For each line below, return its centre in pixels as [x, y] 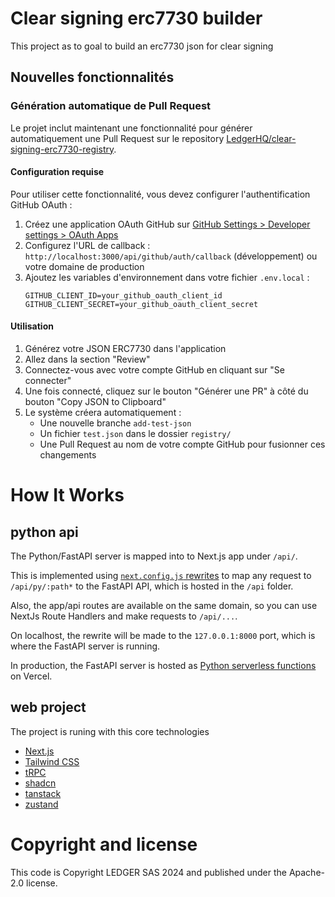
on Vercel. [31, 676]
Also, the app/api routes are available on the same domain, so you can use [164, 606]
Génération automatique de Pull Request [111, 106]
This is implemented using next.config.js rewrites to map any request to [161, 576]
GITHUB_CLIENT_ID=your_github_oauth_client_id [123, 295]
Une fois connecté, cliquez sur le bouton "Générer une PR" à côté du [166, 391]
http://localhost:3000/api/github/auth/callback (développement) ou [171, 256]
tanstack [43, 793]
